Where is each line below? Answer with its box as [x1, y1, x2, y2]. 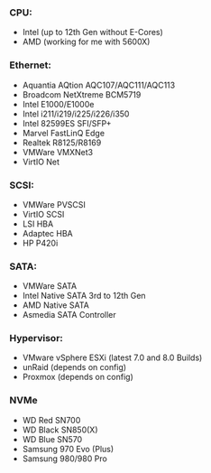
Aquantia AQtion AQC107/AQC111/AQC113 [22, 79, 176, 90]
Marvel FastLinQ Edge [22, 127, 105, 138]
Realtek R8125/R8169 [22, 137, 102, 148]
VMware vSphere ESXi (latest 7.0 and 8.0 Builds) [22, 352, 203, 363]
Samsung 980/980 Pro [22, 453, 108, 464]
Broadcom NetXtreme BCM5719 [22, 88, 142, 100]
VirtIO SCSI [22, 209, 65, 219]
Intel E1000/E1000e [22, 98, 95, 109]
